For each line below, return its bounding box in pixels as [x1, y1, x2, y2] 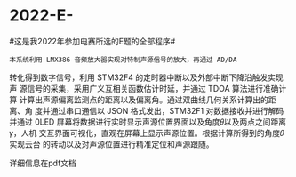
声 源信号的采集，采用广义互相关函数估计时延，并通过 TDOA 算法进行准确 [9, 83, 279, 93]
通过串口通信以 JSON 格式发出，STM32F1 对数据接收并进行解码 [50, 105, 284, 116]
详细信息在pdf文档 [9, 157, 77, 168]
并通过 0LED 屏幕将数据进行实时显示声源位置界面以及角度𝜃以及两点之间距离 [9, 117, 287, 127]
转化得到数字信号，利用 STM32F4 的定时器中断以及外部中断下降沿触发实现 [9, 72, 284, 83]
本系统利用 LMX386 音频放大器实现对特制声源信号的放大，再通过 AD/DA [9, 55, 237, 64]
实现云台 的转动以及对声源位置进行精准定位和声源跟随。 [9, 139, 214, 149]
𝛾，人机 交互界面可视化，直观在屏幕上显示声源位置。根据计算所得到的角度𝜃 [9, 127, 284, 138]
